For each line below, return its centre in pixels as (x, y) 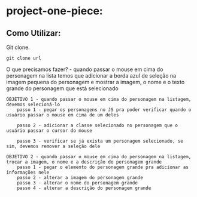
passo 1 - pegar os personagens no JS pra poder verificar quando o (104, 110)
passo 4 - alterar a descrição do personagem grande (84, 188)
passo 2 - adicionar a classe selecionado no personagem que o (98, 125)
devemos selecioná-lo (33, 104)
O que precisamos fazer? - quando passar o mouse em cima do (85, 69)
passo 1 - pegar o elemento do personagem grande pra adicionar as (103, 167)
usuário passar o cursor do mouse (49, 131)
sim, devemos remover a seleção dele (53, 146)
